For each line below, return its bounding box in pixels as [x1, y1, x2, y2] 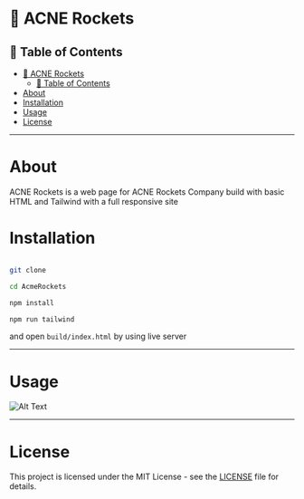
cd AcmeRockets [9, 282, 67, 291]
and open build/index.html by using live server [9, 331, 187, 342]
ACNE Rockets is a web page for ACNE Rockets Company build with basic [9, 186, 285, 197]
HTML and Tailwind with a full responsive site [9, 196, 179, 206]
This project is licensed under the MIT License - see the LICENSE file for [9, 471, 279, 483]
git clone [9, 265, 47, 274]
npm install [9, 298, 54, 307]
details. [9, 481, 37, 492]
